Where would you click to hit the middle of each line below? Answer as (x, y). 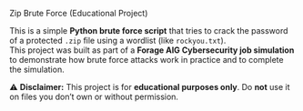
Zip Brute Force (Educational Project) (79, 13)
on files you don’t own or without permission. (94, 96)
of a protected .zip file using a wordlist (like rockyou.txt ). (118, 40)
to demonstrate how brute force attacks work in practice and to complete (146, 60)
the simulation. (37, 69)
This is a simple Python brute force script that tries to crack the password (149, 30)
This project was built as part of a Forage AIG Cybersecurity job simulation (152, 50)
